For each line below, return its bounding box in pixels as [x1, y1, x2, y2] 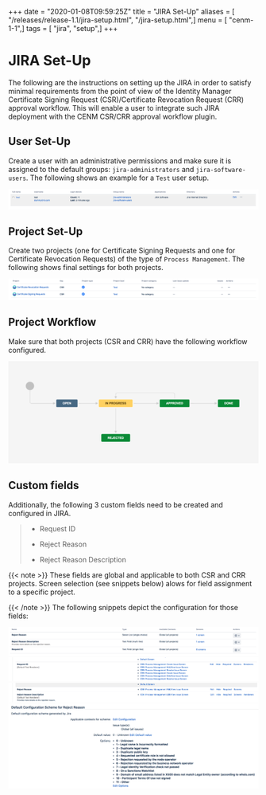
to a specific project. [8, 587, 75, 597]
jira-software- [195, 166, 246, 174]
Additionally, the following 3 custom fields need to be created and [8, 499, 224, 509]
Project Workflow [8, 315, 97, 329]
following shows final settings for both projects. [8, 263, 164, 272]
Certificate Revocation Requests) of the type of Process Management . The [8, 254, 245, 264]
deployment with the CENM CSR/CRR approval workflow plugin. [8, 112, 218, 121]
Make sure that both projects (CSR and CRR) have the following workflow [8, 336, 248, 346]
